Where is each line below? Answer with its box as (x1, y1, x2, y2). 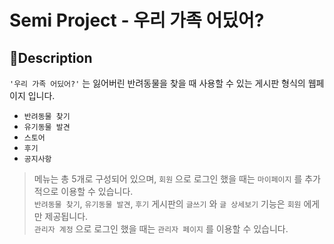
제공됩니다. (44, 211, 89, 222)
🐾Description (9, 49, 93, 66)
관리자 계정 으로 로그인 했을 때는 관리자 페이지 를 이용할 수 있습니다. (33, 223, 289, 235)
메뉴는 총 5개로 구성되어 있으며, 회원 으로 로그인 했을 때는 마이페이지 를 (33, 173, 303, 185)
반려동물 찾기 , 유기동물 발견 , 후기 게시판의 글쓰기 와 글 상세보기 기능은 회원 (33, 198, 302, 210)
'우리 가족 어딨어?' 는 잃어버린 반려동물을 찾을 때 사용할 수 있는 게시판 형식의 (9, 77, 306, 89)
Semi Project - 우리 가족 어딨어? (9, 9, 265, 32)
